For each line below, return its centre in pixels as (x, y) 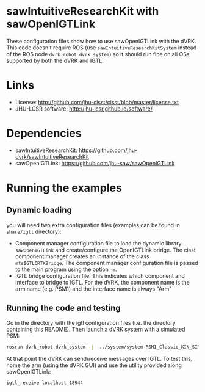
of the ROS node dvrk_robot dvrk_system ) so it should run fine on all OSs (98, 54)
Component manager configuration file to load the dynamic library (98, 243)
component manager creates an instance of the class (82, 256)
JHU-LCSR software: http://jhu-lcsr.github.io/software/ (84, 109)
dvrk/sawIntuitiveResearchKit (52, 156)
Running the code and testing (63, 308)
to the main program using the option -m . (66, 269)
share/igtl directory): (34, 231)
